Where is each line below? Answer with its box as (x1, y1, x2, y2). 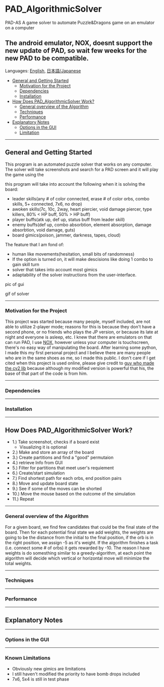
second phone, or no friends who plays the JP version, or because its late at (5, 329, 159, 335)
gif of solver (5, 291, 29, 297)
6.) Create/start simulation (12, 470, 65, 476)
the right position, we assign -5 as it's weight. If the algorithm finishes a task (5, 539, 159, 545)
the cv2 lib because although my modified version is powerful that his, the (5, 365, 154, 371)
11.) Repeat (12, 496, 34, 502)
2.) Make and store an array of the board (12, 450, 94, 455)
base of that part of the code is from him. (5, 370, 88, 376)
